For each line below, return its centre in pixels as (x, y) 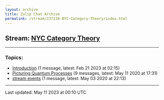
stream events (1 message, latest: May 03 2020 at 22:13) (69, 79)
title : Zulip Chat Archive (32, 14)
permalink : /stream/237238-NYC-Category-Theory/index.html (66, 18)
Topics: (14, 58)
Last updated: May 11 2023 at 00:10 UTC (46, 92)
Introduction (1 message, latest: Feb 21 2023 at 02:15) (66, 68)
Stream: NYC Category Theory (52, 38)
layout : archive (21, 9)
